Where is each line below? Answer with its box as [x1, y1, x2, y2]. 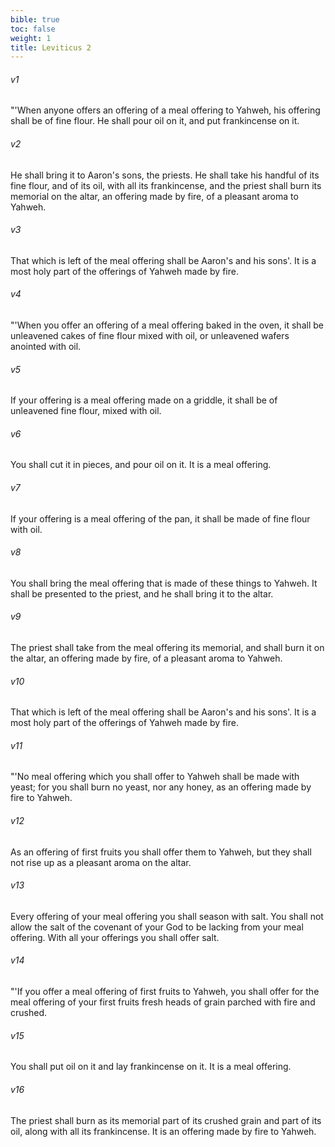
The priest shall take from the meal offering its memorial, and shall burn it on [10, 642, 325, 654]
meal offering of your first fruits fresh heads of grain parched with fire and [10, 996, 316, 1008]
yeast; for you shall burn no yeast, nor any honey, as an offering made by [10, 781, 312, 793]
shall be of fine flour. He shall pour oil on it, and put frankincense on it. [10, 115, 300, 127]
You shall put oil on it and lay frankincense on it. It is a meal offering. [10, 1061, 292, 1073]
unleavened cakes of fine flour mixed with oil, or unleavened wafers [10, 330, 290, 342]
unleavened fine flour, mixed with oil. [10, 405, 162, 417]
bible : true [10, 14, 60, 25]
